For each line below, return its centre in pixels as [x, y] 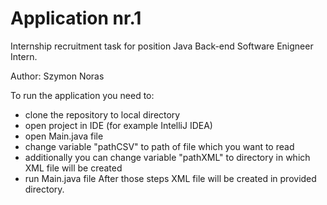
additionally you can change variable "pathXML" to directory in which [167, 157]
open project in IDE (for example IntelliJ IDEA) [118, 125]
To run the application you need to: [82, 95]
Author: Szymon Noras [57, 76]
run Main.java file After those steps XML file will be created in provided [170, 178]
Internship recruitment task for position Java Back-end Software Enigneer [162, 46]
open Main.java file [64, 136]
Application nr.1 [76, 18]
